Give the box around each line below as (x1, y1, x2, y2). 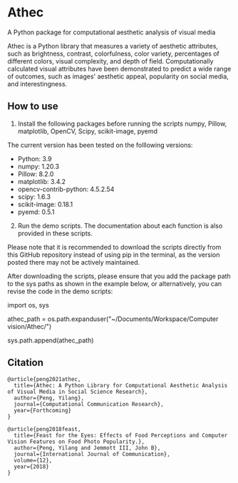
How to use (7, 101, 58, 113)
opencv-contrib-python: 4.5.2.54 (17, 185, 115, 193)
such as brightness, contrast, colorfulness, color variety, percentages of (7, 49, 219, 58)
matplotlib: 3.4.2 (17, 177, 66, 185)
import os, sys (7, 300, 50, 309)
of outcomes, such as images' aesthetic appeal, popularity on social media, (7, 72, 229, 81)
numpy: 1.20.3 (17, 162, 59, 171)
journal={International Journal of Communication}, (14, 450, 171, 457)
